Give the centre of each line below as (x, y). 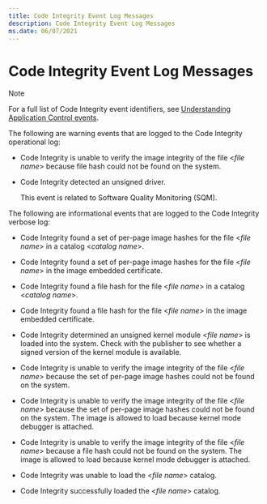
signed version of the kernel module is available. (101, 352)
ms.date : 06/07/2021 (43, 31)
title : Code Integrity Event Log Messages (81, 16)
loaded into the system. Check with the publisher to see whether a (131, 344)
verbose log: (30, 222)
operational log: (34, 142)
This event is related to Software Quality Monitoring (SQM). (119, 198)
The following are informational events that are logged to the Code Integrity (134, 214)
